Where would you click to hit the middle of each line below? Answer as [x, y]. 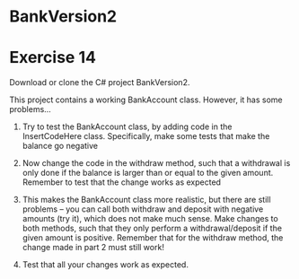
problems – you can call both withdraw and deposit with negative [143, 209]
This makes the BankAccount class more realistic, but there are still [146, 200]
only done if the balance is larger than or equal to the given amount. [148, 173]
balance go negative [60, 146]
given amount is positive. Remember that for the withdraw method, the [153, 238]
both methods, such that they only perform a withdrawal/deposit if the [152, 228]
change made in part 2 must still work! [93, 248]
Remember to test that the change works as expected [122, 182]
